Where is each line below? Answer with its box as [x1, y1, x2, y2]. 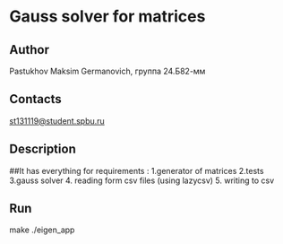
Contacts [9, 91, 63, 107]
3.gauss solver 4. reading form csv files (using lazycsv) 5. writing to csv [9, 175, 275, 186]
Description [9, 142, 76, 157]
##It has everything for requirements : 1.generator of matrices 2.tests [9, 165, 264, 176]
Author [9, 42, 49, 57]
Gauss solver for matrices [9, 6, 206, 27]
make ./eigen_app [9, 224, 75, 235]
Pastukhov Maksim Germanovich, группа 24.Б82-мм [9, 65, 206, 76]
